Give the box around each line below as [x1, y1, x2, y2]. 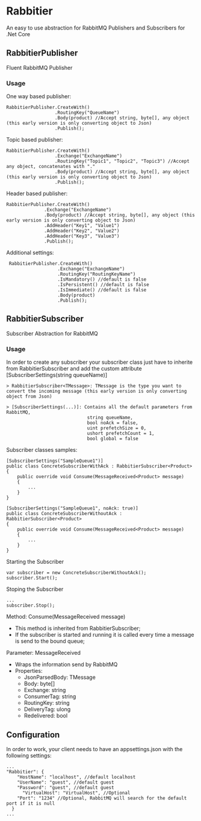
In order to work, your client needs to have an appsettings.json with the [6, 745, 183, 752]
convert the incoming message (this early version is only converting [6, 389, 187, 395]
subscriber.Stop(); [6, 602, 55, 609]
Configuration [6, 729, 60, 740]
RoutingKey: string [23, 699, 70, 707]
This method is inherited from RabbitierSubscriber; [14, 625, 141, 632]
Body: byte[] [23, 680, 55, 687]
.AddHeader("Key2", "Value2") [44, 228, 120, 234]
